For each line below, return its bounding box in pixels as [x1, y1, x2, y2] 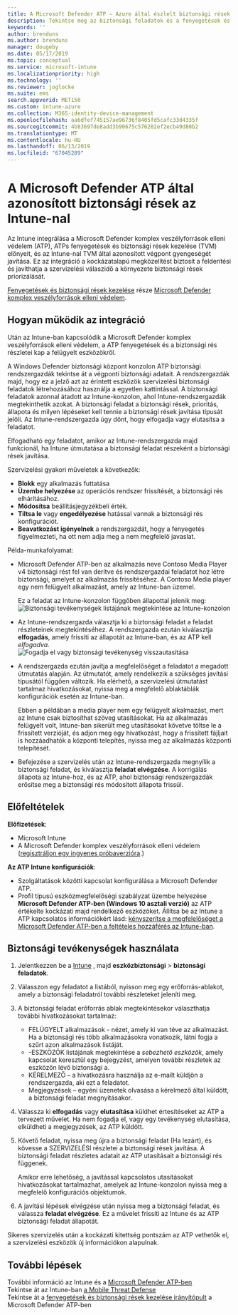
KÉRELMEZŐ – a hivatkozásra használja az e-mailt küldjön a [28, 1071, 204, 1080]
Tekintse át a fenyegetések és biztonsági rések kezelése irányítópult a [7, 1293, 212, 1301]
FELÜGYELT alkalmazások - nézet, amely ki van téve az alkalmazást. [28, 1026, 229, 1034]
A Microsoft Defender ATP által [7, 180, 194, 197]
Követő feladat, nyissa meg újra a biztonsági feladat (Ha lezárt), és [17, 1136, 212, 1145]
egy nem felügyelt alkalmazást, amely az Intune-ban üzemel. [17, 582, 196, 591]
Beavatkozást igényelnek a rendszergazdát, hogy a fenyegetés [17, 525, 205, 533]
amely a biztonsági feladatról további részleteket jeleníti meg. [17, 990, 198, 999]
